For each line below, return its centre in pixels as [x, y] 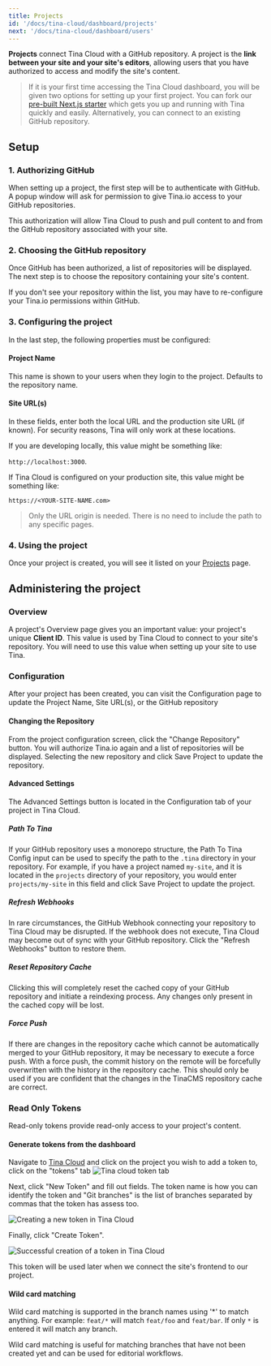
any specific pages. [61, 525]
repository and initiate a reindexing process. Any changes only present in [131, 996]
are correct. [28, 1087]
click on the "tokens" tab [50, 1171]
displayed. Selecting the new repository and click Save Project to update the [136, 756]
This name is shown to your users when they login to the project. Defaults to [136, 376]
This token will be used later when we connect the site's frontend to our [128, 1267]
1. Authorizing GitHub [52, 170]
